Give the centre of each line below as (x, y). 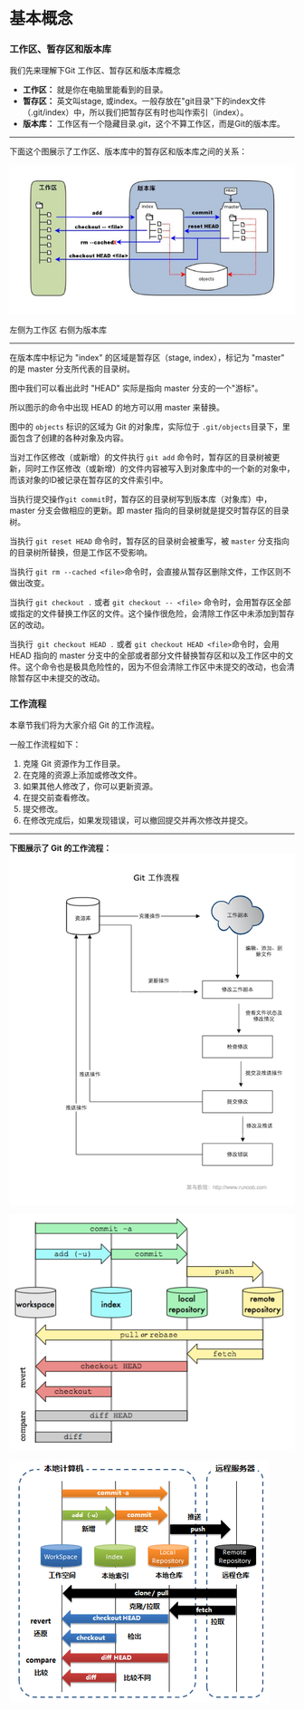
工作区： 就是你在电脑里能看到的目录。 (95, 90)
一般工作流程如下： (45, 745)
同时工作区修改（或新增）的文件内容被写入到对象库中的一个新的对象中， (160, 469)
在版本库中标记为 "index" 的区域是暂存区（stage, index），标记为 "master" (147, 357)
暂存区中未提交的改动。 (61, 678)
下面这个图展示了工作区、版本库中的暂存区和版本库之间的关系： (128, 151)
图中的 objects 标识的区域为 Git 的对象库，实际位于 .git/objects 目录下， (146, 426)
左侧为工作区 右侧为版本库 (58, 329)
